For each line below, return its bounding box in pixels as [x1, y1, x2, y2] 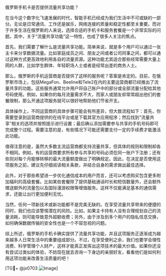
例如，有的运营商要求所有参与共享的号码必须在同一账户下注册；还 [22, 150, 157, 155]
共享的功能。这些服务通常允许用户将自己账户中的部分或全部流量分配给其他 [9, 86, 161, 91]
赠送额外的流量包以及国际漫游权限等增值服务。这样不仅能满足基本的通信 [5, 185, 152, 190]
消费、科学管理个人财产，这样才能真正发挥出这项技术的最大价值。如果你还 [5, 243, 157, 249]
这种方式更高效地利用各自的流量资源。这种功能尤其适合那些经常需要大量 [9, 56, 157, 62]
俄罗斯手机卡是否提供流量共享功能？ [5, 4, 79, 10]
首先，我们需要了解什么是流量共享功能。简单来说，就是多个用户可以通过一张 [5, 44, 161, 49]
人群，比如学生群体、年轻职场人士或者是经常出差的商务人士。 [13, 62, 139, 68]
